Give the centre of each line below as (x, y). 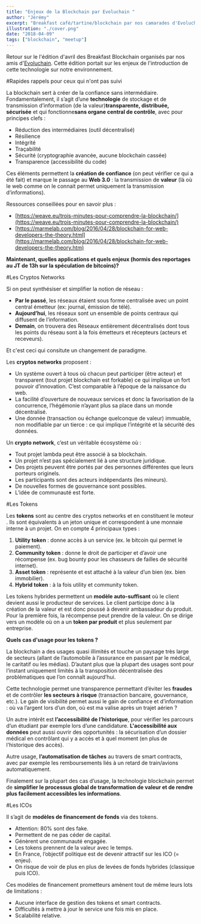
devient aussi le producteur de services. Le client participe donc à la (90, 603)
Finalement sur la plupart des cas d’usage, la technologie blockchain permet (100, 781)
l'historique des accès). (35, 745)
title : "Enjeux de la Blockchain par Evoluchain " (71, 12)
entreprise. (20, 628)
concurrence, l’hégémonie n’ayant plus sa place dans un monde (94, 405)
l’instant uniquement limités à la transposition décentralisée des (85, 670)
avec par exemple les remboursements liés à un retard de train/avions (92, 763)
